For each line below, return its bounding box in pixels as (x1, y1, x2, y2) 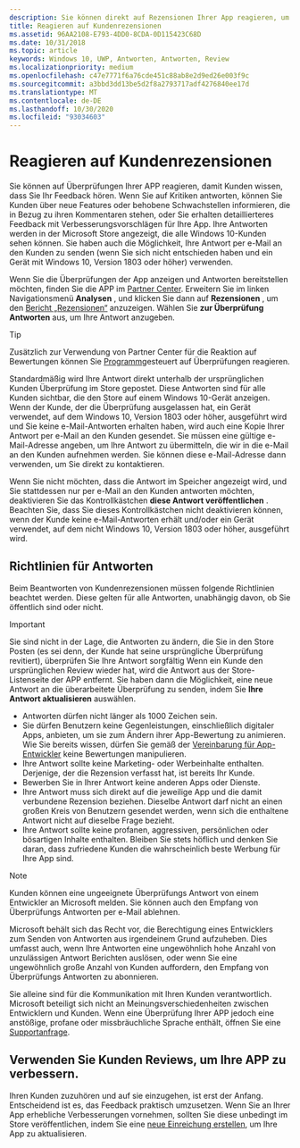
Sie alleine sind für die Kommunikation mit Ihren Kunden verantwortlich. (9, 988, 272, 999)
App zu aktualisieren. (9, 1127, 87, 1139)
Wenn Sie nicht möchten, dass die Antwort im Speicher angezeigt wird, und (9, 476, 287, 487)
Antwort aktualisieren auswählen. (9, 693, 137, 704)
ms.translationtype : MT (9, 88, 98, 96)
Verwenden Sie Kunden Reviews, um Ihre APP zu (9, 1052, 287, 1068)
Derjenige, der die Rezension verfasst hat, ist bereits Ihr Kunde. (21, 767, 255, 778)
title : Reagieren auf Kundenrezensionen (9, 21, 162, 30)
